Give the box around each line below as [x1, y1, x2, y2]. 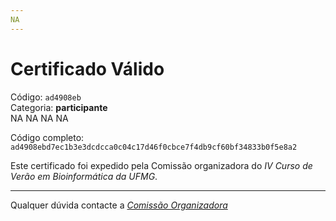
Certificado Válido [10, 57, 165, 80]
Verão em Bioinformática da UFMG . [10, 170, 158, 182]
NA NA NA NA [10, 112, 69, 124]
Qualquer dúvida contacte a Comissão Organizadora [10, 199, 228, 211]
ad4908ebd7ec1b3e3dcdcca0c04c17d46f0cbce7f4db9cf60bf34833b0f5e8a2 [10, 142, 298, 152]
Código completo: [10, 131, 85, 143]
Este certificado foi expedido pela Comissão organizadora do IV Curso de [10, 159, 313, 171]
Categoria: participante [10, 101, 108, 113]
